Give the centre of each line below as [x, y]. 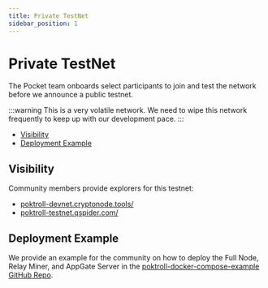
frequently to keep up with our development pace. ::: [96, 119]
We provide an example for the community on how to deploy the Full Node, [134, 258]
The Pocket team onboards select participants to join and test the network [133, 86]
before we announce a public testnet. [71, 95]
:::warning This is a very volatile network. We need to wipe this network [128, 110]
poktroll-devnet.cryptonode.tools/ [77, 204]
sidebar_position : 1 [43, 24]
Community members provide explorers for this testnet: [101, 188]
